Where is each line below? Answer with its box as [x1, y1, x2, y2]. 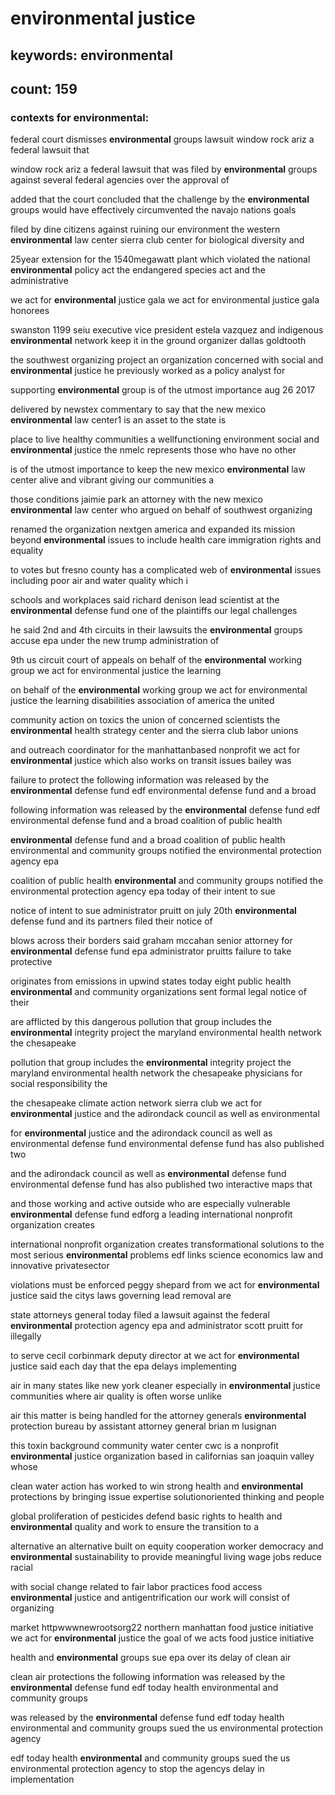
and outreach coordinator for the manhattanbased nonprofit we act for [10, 744, 301, 756]
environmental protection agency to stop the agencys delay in [10, 1763, 265, 1775]
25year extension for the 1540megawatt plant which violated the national [10, 253, 311, 266]
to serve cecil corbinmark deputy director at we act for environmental [10, 1350, 300, 1362]
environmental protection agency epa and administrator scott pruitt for [10, 1320, 304, 1332]
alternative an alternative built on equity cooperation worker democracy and [10, 1540, 324, 1552]
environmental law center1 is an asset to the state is [10, 414, 227, 426]
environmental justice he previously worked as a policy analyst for [10, 365, 286, 377]
